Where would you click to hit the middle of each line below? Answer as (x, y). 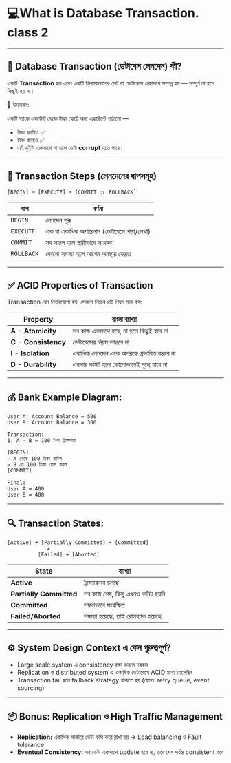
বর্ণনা (98, 209)
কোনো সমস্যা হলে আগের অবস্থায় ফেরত (88, 253)
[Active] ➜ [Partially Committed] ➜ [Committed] (78, 543)
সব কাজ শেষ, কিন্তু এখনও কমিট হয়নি (124, 594)
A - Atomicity (34, 331)
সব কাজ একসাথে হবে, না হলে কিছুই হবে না (120, 331)
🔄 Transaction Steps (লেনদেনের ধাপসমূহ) (82, 176)
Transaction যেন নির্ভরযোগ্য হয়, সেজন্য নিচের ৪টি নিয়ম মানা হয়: (75, 302)
